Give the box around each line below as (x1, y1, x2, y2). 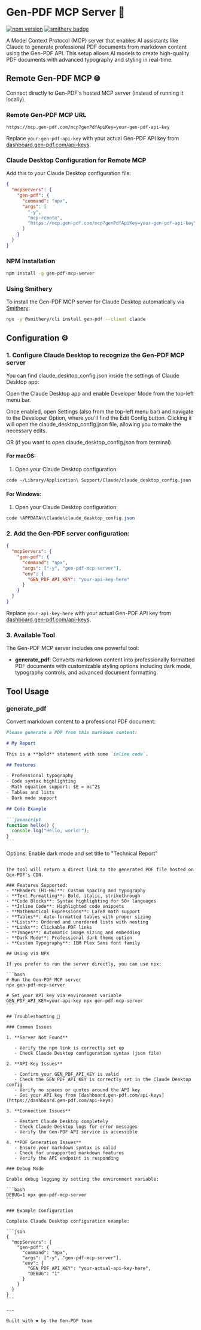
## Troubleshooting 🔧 (6, 1013, 60, 1020)
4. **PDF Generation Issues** (6, 1139, 82, 1146)
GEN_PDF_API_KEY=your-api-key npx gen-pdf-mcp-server (6, 998, 144, 1004)
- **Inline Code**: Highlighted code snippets (6, 904, 124, 910)
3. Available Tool (6, 631, 56, 639)
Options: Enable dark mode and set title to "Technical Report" (6, 850, 158, 857)
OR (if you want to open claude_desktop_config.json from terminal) (6, 438, 172, 446)
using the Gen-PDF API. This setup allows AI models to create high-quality (6, 49, 190, 56)
